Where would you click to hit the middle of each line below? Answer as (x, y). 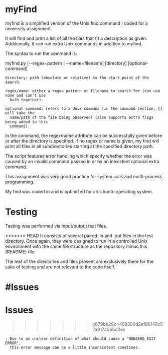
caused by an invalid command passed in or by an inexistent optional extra (82, 161)
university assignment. (29, 28)
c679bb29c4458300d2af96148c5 (128, 324)
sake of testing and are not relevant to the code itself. (60, 267)
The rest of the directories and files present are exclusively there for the (79, 261)
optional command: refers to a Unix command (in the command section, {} (84, 109)
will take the (20, 113)
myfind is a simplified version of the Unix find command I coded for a (76, 23)
